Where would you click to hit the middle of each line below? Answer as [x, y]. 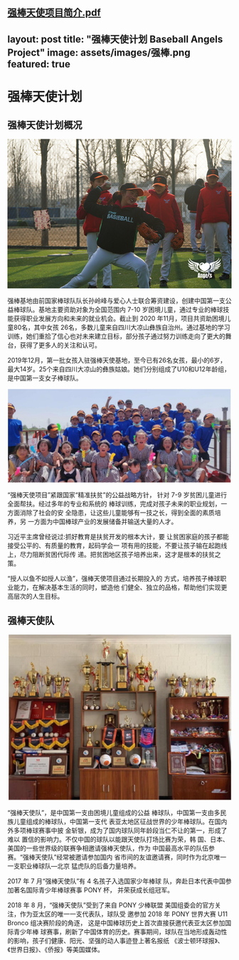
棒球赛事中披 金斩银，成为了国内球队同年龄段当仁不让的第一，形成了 [127, 831]
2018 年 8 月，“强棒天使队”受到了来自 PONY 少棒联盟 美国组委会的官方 [111, 905]
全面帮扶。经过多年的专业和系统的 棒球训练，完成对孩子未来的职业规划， [114, 503]
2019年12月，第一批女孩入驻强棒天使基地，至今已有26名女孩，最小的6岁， [117, 360]
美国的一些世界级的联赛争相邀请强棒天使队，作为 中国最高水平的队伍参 [111, 848]
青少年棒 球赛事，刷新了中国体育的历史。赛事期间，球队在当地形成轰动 [117, 932]
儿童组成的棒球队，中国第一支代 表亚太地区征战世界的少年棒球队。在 [114, 822]
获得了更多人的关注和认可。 [60, 345]
